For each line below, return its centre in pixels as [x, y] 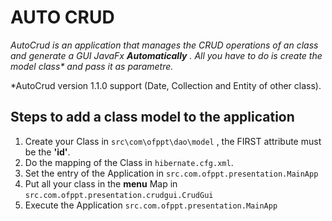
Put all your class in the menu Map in [101, 183]
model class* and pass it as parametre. [92, 66]
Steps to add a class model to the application [152, 117]
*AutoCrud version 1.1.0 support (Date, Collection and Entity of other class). [166, 85]
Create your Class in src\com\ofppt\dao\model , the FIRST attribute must [173, 141]
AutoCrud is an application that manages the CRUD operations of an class [164, 45]
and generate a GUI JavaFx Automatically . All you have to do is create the [166, 55]
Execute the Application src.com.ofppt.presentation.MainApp [151, 205]
